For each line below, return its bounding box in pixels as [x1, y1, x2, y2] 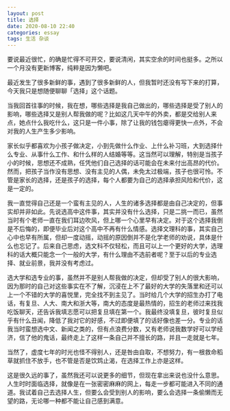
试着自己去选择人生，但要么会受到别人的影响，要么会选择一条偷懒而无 [25, 388, 223, 397]
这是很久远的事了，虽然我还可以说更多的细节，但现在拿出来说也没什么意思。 [7, 371, 223, 379]
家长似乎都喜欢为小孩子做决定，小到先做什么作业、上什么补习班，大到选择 [7, 142, 217, 150]
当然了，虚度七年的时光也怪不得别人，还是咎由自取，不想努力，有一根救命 [7, 348, 217, 356]
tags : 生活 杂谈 [7, 36, 49, 42]
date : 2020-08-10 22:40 [7, 23, 75, 29]
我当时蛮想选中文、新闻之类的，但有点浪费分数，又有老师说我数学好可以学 [7, 325, 217, 333]
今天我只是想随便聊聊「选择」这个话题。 [7, 87, 121, 95]
